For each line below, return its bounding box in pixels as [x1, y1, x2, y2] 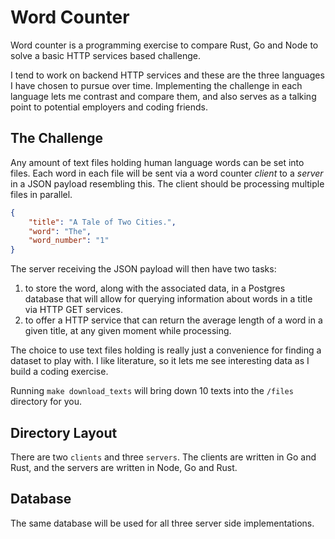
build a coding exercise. [10, 366, 109, 378]
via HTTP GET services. [24, 304, 123, 316]
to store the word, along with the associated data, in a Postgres [24, 282, 286, 295]
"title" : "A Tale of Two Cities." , [28, 217, 177, 227]
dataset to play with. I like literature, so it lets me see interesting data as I [10, 355, 310, 367]
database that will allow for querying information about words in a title [24, 293, 313, 305]
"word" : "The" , [28, 226, 92, 236]
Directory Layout [10, 424, 118, 441]
